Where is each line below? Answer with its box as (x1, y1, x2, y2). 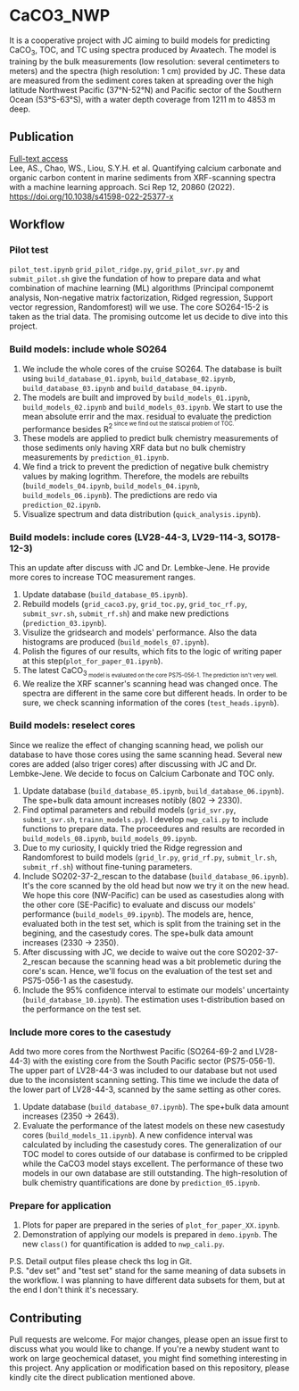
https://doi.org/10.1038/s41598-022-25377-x (9, 191, 174, 202)
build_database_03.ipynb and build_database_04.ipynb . (21, 382, 228, 393)
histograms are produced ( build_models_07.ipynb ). (21, 637, 210, 647)
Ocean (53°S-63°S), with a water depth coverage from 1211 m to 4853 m (9, 94, 276, 104)
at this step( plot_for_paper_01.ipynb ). (21, 655, 163, 666)
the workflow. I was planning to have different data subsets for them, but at (9, 1275, 286, 1286)
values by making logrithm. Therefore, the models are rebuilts (21, 471, 249, 482)
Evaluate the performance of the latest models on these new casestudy (21, 1120, 286, 1131)
